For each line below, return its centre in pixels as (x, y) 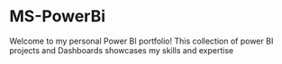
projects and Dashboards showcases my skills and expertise (122, 50)
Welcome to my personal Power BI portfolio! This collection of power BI (141, 41)
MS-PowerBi (58, 16)
